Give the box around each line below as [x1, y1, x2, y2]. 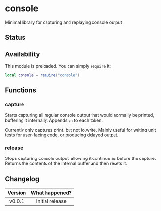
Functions [5, 86, 37, 95]
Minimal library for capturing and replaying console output [5, 19, 122, 25]
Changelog [5, 175, 40, 183]
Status [5, 33, 26, 42]
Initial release [36, 197, 67, 204]
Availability [5, 50, 40, 58]
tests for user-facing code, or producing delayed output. [5, 132, 119, 138]
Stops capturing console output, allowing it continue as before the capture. [5, 156, 156, 161]
